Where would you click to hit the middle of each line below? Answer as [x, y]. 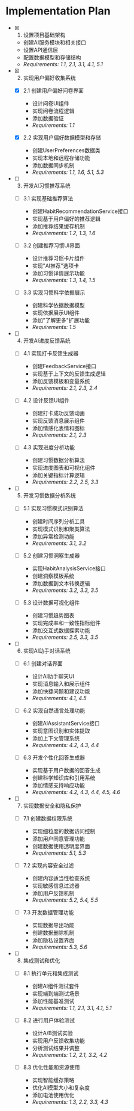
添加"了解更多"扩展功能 [61, 321]
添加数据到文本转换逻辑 [61, 583]
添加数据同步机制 [53, 165]
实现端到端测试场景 [56, 994]
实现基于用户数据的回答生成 [66, 770]
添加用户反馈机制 [53, 893]
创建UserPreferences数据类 [66, 150]
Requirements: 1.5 [54, 327]
